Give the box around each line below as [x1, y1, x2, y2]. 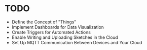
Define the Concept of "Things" [11, 19, 76, 25]
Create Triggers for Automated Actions [11, 29, 91, 35]
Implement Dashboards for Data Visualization [11, 24, 104, 30]
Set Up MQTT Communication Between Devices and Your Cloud [11, 39, 143, 45]
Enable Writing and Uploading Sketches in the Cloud [11, 34, 118, 40]
